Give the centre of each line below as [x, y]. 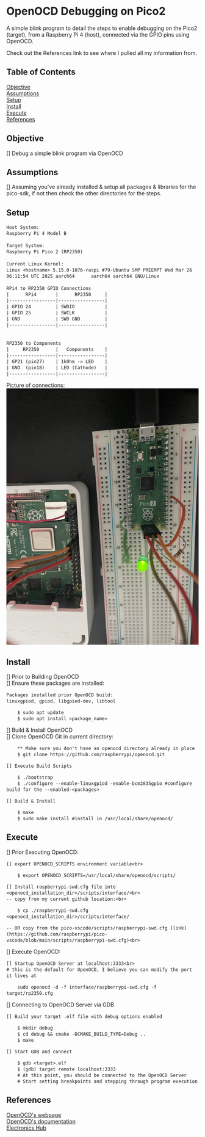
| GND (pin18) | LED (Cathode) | [57, 368]
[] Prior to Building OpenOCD [43, 677]
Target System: [26, 246]
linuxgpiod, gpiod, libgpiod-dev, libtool [61, 701]
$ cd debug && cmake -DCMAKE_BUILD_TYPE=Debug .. [82, 1034]
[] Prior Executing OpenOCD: [43, 852]
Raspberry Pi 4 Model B [37, 234]
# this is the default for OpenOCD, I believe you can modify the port [99, 969]
